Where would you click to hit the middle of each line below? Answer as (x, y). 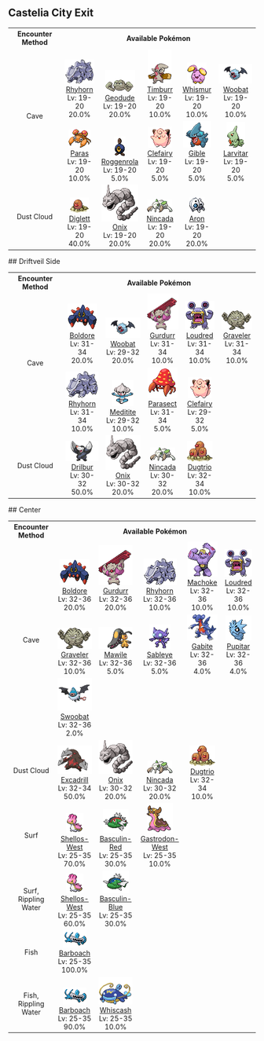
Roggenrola (120, 161)
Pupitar (238, 646)
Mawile (116, 654)
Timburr (160, 89)
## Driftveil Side (34, 261)
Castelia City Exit (51, 13)
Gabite (202, 646)
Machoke (202, 583)
